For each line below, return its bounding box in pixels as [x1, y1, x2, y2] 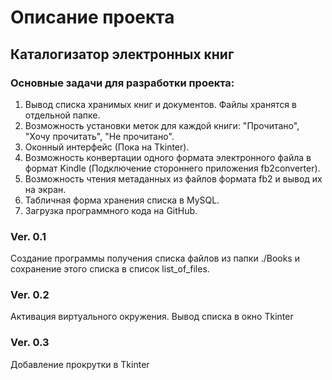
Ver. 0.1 [10, 229, 47, 243]
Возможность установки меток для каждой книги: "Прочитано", [24, 119, 300, 131]
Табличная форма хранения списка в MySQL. [24, 194, 220, 206]
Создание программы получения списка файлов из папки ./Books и [10, 252, 300, 265]
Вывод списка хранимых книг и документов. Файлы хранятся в [24, 98, 297, 110]
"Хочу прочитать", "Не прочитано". [24, 130, 175, 142]
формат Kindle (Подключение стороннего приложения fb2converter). [24, 162, 321, 174]
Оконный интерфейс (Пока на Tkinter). [24, 141, 190, 153]
